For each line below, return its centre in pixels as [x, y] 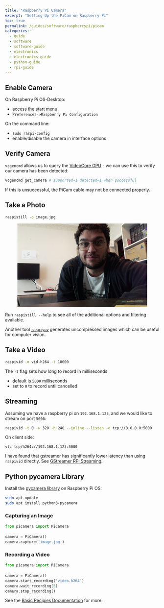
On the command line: [27, 124]
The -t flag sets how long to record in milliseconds [56, 371]
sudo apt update [22, 498]
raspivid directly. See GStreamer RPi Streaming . [54, 461]
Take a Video [25, 350]
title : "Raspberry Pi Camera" [36, 10]
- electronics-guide [30, 57]
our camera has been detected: [37, 170]
